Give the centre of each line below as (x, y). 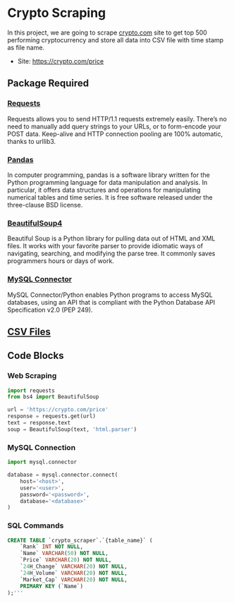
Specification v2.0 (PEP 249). (50, 310)
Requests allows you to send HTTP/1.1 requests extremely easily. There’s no (117, 118)
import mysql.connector (42, 462)
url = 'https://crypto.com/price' (58, 410)
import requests (31, 390)
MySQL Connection (42, 447)
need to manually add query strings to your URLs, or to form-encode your (115, 126)
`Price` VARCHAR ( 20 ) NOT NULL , (66, 560)
